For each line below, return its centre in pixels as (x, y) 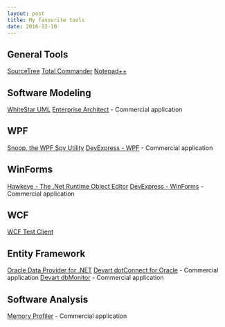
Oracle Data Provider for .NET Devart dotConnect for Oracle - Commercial (113, 270)
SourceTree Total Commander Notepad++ (67, 71)
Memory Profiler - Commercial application (67, 316)
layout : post (26, 13)
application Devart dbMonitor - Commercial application (85, 278)
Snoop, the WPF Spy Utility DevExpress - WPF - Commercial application (110, 148)
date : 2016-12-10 (32, 26)
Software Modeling (49, 93)
